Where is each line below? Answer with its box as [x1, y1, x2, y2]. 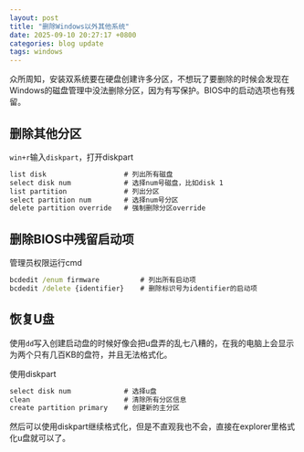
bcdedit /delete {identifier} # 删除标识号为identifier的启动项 [9, 284, 257, 293]
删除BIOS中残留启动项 [9, 231, 134, 247]
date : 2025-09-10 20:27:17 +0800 [9, 30, 137, 39]
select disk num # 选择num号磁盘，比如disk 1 [9, 178, 224, 187]
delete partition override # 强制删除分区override [9, 204, 206, 213]
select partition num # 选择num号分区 [9, 195, 179, 205]
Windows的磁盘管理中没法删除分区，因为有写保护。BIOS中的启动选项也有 [9, 85, 288, 96]
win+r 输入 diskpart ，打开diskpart [9, 152, 134, 163]
